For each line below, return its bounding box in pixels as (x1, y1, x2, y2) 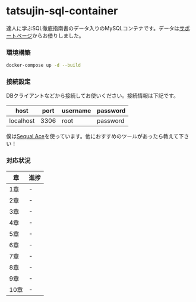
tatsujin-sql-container (6, 4, 118, 18)
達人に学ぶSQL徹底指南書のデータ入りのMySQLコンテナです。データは (6, 24, 180, 32)
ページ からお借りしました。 (16, 32, 84, 39)
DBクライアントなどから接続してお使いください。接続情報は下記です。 (6, 92, 179, 99)
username (61, 107, 91, 115)
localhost (9, 117, 35, 125)
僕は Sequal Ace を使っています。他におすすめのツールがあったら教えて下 (6, 133, 184, 140)
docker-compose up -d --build (6, 63, 81, 69)
